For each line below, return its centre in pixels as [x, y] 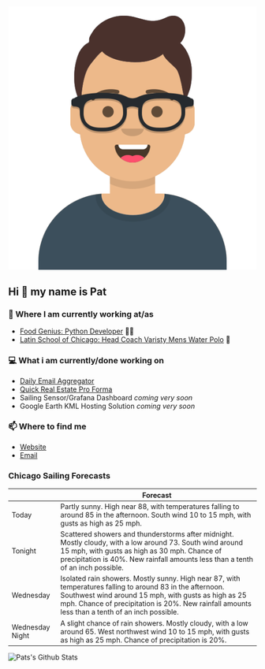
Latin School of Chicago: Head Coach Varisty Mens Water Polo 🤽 [125, 340]
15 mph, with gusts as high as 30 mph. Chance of [141, 551]
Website [33, 447]
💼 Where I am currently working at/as [81, 314]
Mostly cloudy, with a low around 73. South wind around [151, 543]
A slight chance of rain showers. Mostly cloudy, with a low [154, 623]
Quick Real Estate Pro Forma [66, 389]
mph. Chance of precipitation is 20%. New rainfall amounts [156, 604]
